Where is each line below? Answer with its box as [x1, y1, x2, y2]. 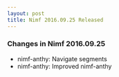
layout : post [7, 10, 45, 17]
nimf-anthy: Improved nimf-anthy [17, 62, 112, 70]
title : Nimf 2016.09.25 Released [7, 16, 104, 23]
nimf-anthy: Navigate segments [17, 54, 107, 63]
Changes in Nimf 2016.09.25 [7, 39, 106, 49]
